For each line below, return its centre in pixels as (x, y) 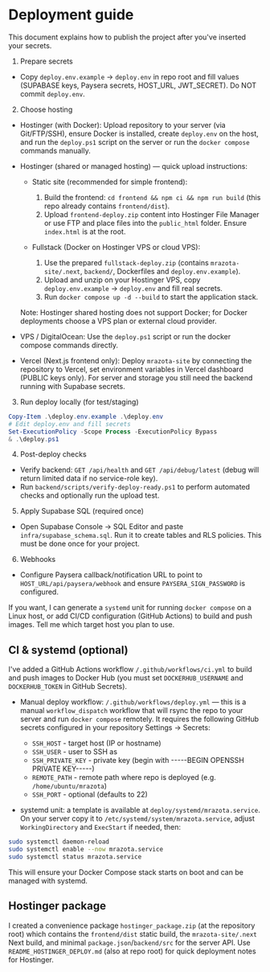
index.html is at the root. (85, 232)
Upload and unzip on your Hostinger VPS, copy (122, 280)
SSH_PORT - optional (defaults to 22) (90, 794)
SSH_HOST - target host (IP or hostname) (97, 743)
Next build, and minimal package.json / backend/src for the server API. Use (129, 942)
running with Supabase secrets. (73, 386)
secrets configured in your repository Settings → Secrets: (115, 728)
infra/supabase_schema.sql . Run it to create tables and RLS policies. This (141, 535)
